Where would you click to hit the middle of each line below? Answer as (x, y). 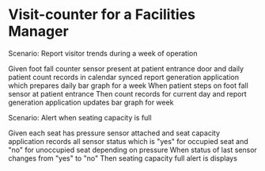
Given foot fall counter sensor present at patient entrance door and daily (126, 68)
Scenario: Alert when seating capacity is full (80, 117)
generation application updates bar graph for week (91, 102)
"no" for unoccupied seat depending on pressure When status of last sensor (132, 150)
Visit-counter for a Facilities (102, 15)
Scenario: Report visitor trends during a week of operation (103, 53)
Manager (38, 31)
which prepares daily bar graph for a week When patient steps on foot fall (129, 85)
